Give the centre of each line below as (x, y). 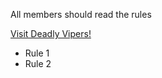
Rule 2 (38, 63)
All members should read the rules (81, 14)
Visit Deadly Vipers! (51, 33)
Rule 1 (37, 53)
